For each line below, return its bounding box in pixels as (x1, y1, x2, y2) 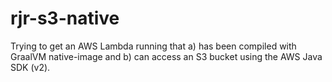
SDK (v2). (10, 61, 51, 73)
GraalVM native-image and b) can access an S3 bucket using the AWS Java (10, 50, 323, 62)
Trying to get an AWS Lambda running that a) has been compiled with (10, 40, 297, 52)
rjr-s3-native (10, 7, 120, 30)
